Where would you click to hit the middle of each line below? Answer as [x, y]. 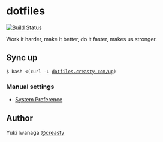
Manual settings [30, 87]
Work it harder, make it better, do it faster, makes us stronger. [82, 39]
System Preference [39, 100]
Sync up [22, 58]
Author [19, 118]
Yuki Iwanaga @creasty [35, 132]
